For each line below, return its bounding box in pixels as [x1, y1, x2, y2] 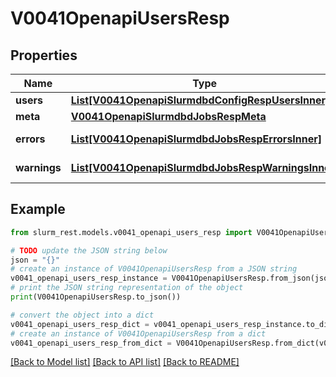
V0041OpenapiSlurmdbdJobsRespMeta [70, 110, 267, 123]
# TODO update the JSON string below [10, 245, 168, 256]
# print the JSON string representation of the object [10, 283, 244, 293]
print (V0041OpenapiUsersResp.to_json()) [10, 292, 182, 302]
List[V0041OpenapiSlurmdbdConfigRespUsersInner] [70, 93, 330, 107]
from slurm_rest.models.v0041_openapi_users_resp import [10, 227, 253, 237]
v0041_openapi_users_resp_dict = [10, 319, 150, 329]
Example [10, 201, 66, 218]
